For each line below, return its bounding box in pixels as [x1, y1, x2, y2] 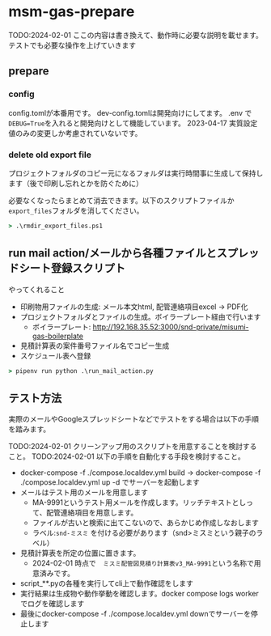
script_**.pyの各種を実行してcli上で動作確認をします [19, 579, 194, 588]
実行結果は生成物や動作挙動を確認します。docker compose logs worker [19, 589, 259, 599]
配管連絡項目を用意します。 [45, 508, 138, 518]
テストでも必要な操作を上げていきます [8, 40, 136, 50]
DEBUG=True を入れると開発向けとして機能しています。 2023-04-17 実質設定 [8, 118, 258, 128]
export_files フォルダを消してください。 [8, 206, 144, 215]
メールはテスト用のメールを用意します [19, 488, 148, 498]
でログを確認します [19, 599, 85, 608]
